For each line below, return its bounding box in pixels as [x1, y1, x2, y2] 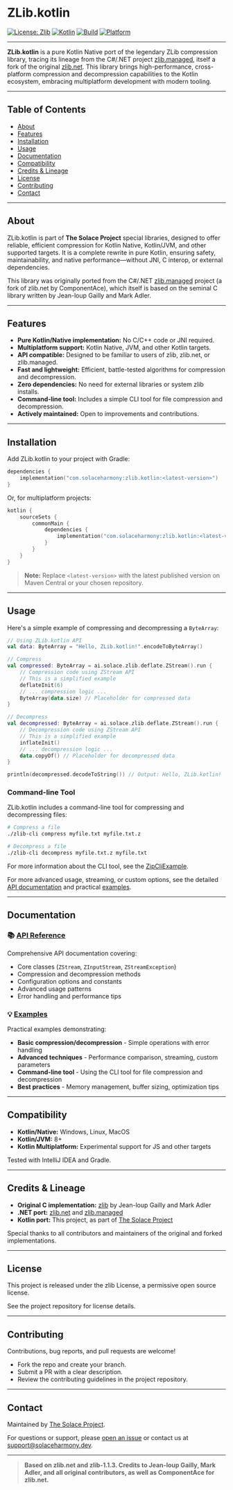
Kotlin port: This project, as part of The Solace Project [17, 1215, 173, 1224]
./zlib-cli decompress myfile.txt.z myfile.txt [7, 849, 148, 857]
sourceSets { [19, 513, 58, 521]
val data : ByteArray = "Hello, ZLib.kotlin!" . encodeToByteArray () [7, 643, 203, 650]
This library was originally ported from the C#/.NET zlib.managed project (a [7, 276, 223, 285]
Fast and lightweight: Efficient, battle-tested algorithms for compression [17, 365, 225, 374]
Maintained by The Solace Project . [7, 1420, 105, 1428]
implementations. [7, 1236, 57, 1245]
